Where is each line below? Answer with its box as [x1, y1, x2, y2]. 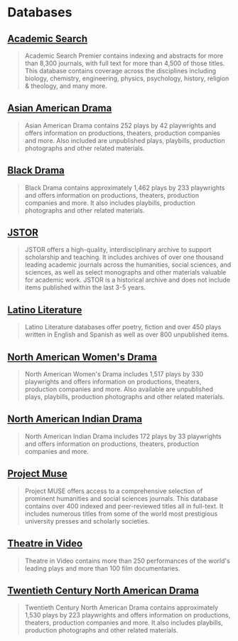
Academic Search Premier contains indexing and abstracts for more [24, 51, 224, 60]
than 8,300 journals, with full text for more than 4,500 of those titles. [24, 59, 225, 68]
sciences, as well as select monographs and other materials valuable [24, 268, 227, 277]
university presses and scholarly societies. [24, 516, 150, 525]
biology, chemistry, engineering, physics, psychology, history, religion [24, 74, 229, 83]
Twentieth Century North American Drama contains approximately [24, 603, 219, 612]
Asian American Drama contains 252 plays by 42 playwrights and [24, 121, 217, 129]
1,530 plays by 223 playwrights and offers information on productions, [24, 611, 231, 620]
